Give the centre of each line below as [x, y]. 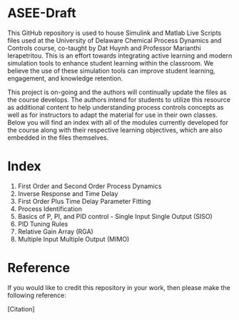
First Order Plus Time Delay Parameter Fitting [84, 201]
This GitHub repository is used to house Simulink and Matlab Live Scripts [115, 33]
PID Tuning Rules [43, 224]
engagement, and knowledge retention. [65, 78]
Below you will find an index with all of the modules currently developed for [118, 122]
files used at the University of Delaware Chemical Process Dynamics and [115, 40]
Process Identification [50, 209]
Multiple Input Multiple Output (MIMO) [73, 239]
